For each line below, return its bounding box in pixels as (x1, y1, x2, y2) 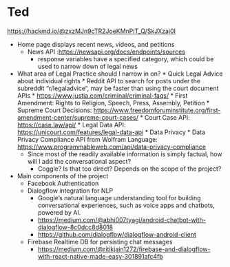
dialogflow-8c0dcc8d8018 (37, 223, 114, 231)
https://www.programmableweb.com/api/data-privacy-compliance (17, 142, 207, 151)
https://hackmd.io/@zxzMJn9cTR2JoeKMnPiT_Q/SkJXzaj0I (7, 27, 176, 35)
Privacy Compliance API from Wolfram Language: (17, 135, 158, 143)
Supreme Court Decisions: (17, 106, 92, 114)
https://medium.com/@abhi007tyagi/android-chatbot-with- (37, 215, 207, 224)
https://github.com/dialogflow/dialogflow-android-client (37, 230, 196, 238)
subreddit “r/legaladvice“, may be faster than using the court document (17, 84, 219, 92)
